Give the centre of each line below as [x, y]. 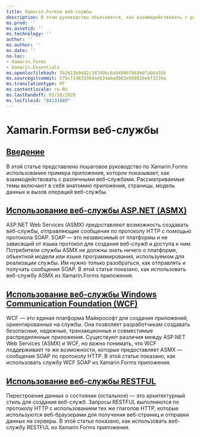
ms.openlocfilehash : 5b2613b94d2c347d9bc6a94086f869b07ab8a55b [86, 73]
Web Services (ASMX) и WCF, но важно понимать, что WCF [81, 343]
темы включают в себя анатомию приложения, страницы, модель [91, 185]
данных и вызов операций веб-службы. [57, 192]
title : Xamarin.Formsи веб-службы [49, 12]
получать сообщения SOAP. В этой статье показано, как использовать [96, 269]
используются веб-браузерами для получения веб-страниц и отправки [98, 415]
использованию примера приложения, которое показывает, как [88, 173]
